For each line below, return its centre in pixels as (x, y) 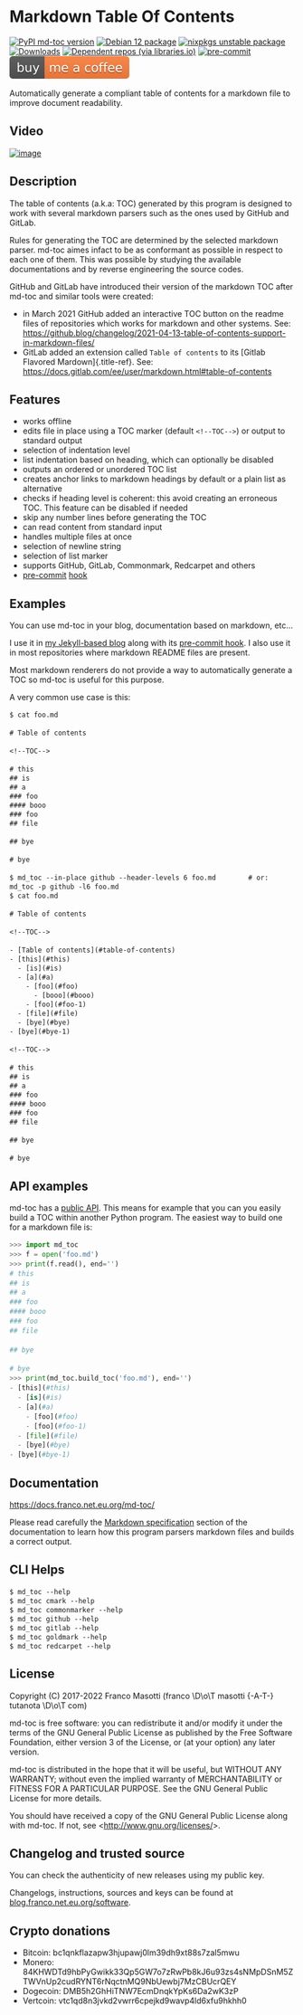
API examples (49, 1186)
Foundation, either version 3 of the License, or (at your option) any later (142, 1742)
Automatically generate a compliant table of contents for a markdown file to (150, 93)
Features (35, 399)
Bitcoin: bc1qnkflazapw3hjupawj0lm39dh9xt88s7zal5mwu (131, 1953)
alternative (43, 489)
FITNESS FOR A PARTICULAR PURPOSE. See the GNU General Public (139, 1788)
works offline (47, 422)
